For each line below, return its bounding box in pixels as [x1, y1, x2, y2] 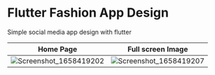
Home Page [37, 44, 78, 53]
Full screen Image [127, 44, 188, 53]
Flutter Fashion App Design [7, 5, 169, 21]
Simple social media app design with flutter [7, 28, 132, 36]
